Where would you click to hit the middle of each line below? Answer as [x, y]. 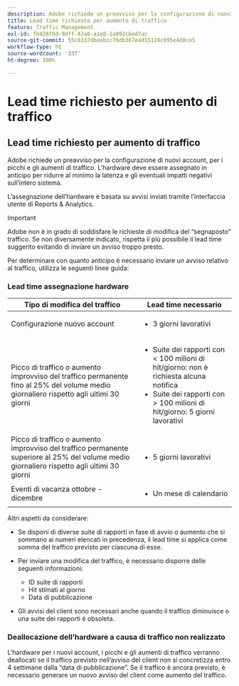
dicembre [27, 498]
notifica [165, 385]
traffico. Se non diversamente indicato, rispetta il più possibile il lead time [115, 239]
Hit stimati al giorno [57, 590]
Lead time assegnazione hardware [68, 286]
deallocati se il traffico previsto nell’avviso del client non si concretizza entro [119, 660]
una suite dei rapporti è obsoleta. [66, 618]
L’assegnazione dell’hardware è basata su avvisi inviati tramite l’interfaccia [116, 196]
